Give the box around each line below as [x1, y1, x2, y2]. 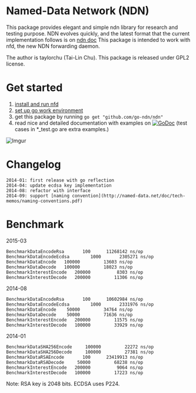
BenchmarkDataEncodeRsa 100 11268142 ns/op [6, 248, 144, 255]
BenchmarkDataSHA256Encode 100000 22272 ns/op [6, 344, 154, 350]
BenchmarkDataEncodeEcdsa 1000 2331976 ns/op [6, 301, 154, 307]
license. [6, 60, 25, 67]
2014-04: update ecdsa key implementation [6, 182, 112, 189]
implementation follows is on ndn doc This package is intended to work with [6, 36, 191, 43]
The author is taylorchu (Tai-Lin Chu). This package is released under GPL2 [6, 54, 190, 61]
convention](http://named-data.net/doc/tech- [71, 193, 185, 199]
